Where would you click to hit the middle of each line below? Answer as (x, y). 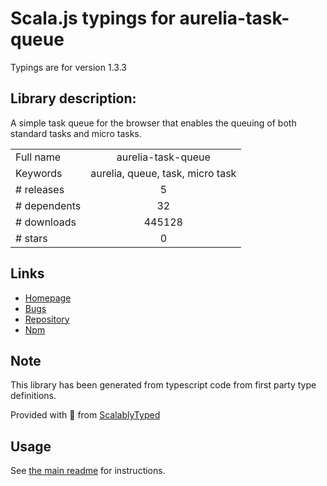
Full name (38, 157)
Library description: (73, 98)
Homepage (48, 298)
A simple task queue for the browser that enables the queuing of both (153, 123)
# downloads (46, 222)
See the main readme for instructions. (88, 471)
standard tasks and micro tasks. (76, 133)
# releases (40, 189)
